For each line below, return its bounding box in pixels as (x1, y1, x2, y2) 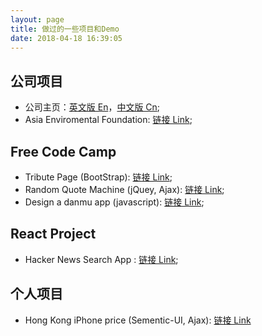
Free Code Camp (10, 143, 117, 160)
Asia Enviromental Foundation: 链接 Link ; (24, 114, 193, 126)
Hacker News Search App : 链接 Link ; (24, 253, 179, 265)
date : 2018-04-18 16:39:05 (10, 33, 123, 43)
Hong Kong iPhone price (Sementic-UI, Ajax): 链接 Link (24, 314, 252, 326)
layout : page (10, 14, 65, 25)
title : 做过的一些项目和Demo (10, 24, 120, 34)
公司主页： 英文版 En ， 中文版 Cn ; (24, 101, 161, 113)
